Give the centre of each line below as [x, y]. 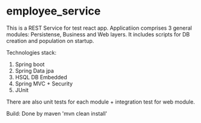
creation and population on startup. [50, 41]
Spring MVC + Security [44, 84]
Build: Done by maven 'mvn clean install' [57, 113]
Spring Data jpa [35, 70]
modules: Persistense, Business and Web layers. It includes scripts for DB [98, 34]
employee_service [54, 11]
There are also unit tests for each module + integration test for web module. [101, 102]
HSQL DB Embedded [41, 77]
